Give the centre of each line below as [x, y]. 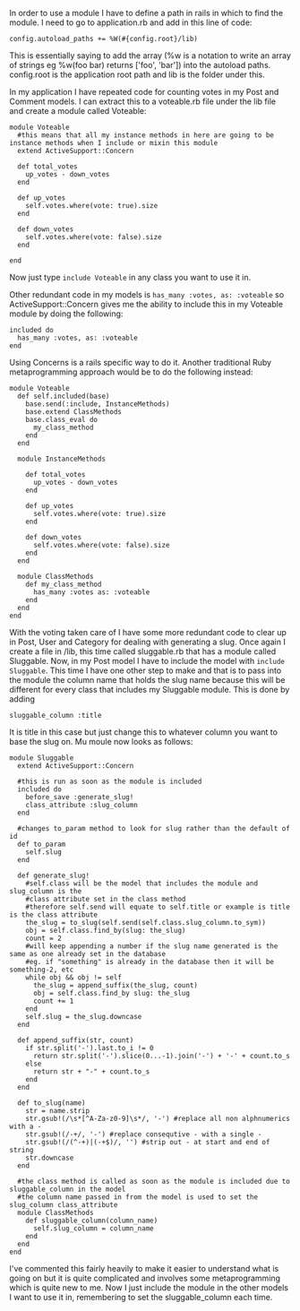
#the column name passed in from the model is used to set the [137, 1197]
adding [22, 699]
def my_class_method [64, 584]
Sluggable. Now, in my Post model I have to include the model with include [147, 661]
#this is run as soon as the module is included [110, 781]
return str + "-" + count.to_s [91, 1072]
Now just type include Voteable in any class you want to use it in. [130, 277]
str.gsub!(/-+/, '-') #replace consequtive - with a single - [144, 1134]
